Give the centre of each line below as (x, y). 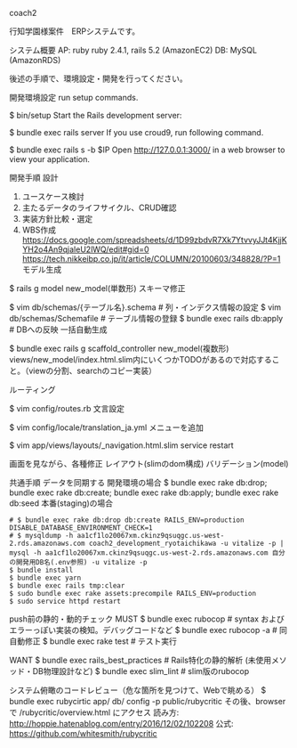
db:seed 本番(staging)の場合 (61, 503)
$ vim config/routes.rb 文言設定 (67, 408)
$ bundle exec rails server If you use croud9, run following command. (136, 132)
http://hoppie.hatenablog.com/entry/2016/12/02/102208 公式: (121, 724)
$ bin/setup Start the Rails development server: (96, 115)
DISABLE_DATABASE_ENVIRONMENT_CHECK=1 (81, 528)
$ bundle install (41, 570)
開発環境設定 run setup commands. (74, 98)
